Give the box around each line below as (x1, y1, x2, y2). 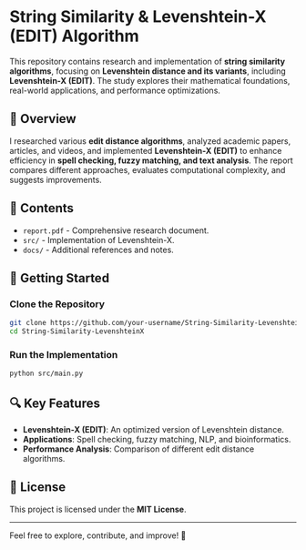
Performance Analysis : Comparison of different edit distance (22, 443, 255, 454)
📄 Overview (9, 111, 76, 127)
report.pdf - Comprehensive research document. (22, 225, 209, 236)
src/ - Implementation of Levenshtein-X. (22, 234, 175, 245)
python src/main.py (9, 369, 84, 379)
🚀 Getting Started (9, 270, 110, 286)
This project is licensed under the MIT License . (9, 504, 187, 514)
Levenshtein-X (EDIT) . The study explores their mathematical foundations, (9, 75, 291, 86)
